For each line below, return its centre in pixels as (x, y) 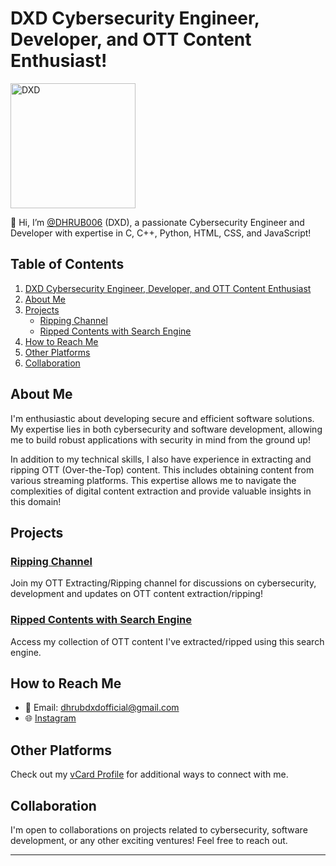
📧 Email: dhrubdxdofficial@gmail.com (102, 708)
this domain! (36, 501)
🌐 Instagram (50, 718)
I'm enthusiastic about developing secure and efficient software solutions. (162, 418)
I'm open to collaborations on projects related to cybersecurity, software (159, 829)
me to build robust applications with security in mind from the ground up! (160, 439)
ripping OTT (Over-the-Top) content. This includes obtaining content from (162, 469)
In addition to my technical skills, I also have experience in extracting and (161, 459)
